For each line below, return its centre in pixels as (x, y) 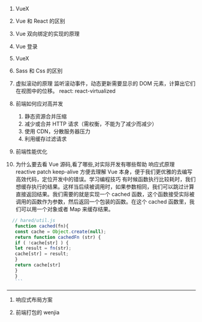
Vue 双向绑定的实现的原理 (47, 34)
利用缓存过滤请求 (46, 139)
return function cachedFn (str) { (58, 237)
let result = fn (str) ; (43, 248)
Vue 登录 (26, 46)
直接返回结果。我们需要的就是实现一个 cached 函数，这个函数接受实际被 (105, 194)
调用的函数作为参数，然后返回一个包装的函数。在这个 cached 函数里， (102, 202)
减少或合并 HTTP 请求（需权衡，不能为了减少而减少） (91, 124)
